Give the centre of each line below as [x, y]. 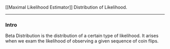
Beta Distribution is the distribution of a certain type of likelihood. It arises [82, 36]
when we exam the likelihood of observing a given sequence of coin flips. [82, 41]
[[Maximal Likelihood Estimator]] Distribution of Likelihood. [66, 7]
